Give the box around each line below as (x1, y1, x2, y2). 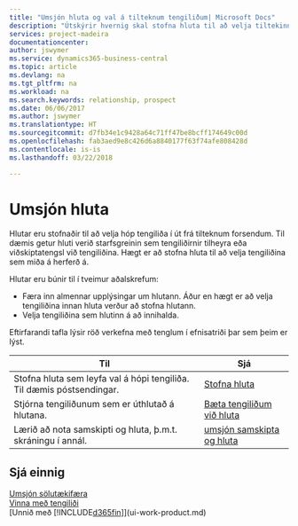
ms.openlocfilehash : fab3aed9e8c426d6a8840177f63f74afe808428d (9, 137, 248, 145)
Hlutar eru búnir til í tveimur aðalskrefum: (9, 274, 159, 285)
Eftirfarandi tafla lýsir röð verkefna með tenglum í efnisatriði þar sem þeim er (9, 327, 288, 338)
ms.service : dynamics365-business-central (9, 54, 169, 63)
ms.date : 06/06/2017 (9, 104, 86, 113)
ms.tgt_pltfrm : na (9, 79, 77, 88)
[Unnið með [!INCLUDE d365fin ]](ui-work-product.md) (9, 507, 207, 518)
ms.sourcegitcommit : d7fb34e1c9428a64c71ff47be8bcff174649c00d (9, 129, 248, 137)
